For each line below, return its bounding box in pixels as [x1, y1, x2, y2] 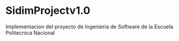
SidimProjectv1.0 [5, 4, 90, 17]
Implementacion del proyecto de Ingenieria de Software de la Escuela [5, 23, 174, 30]
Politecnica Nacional [5, 29, 55, 36]
